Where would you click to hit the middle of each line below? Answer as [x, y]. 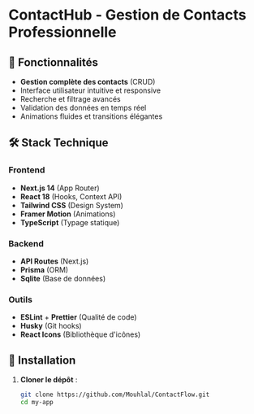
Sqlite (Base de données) [63, 278]
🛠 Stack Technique [58, 143]
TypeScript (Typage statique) [70, 222]
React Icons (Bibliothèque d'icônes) [80, 334]
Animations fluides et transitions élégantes [91, 116]
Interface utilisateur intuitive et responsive [90, 90]
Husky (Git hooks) [51, 326]
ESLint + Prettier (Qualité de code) [78, 317]
